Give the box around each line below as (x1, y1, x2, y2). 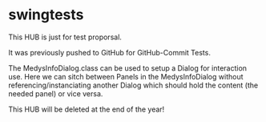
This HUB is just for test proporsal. (8, 32, 123, 42)
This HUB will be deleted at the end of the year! (8, 104, 165, 114)
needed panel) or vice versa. (8, 88, 103, 98)
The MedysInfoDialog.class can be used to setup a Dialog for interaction (8, 63, 247, 73)
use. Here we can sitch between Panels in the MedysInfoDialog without (8, 71, 244, 81)
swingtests (8, 6, 84, 24)
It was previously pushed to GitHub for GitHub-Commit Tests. (8, 47, 211, 57)
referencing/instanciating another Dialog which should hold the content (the (8, 80, 259, 90)
